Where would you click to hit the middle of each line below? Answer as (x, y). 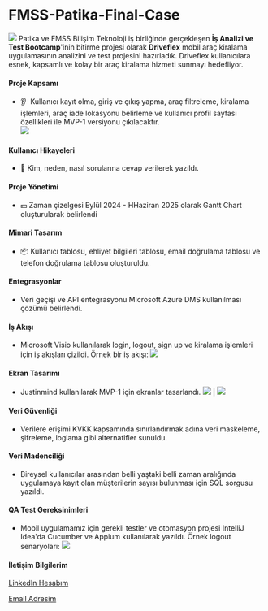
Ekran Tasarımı (34, 373)
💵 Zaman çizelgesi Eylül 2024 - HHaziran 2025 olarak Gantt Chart (131, 205)
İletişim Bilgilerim (38, 565)
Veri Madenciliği (37, 456)
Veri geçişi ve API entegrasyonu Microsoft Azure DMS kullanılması (131, 299)
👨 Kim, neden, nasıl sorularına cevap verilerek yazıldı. (109, 168)
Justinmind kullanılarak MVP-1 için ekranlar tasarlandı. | (118, 392)
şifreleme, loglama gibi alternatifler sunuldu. (94, 437)
